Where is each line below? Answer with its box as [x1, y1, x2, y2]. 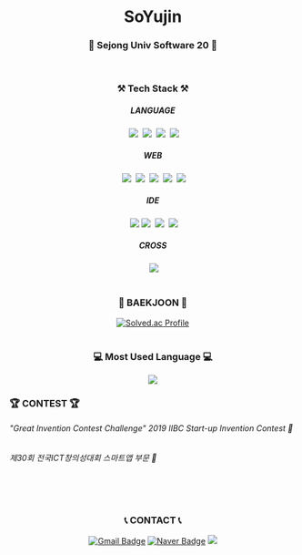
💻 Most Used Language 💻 [93, 350, 213, 363]
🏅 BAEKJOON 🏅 [117, 296, 188, 309]
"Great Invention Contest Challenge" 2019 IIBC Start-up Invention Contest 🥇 [9, 423, 294, 434]
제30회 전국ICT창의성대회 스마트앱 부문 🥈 [9, 453, 157, 463]
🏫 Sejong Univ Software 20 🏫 [87, 39, 218, 52]
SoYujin [124, 6, 182, 27]
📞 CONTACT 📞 [124, 513, 182, 526]
